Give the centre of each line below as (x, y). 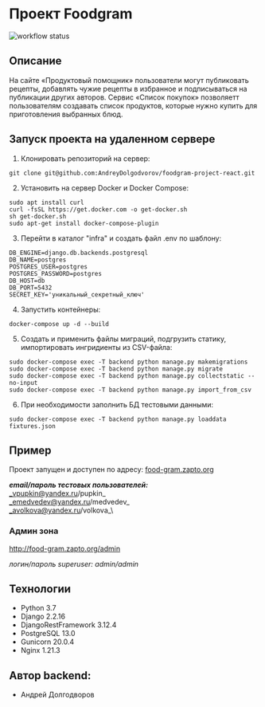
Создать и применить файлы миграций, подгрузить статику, (123, 339)
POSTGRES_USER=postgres (49, 267)
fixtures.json (33, 426)
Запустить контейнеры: (60, 309)
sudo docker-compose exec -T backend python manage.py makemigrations (129, 362)
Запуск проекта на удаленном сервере (112, 139)
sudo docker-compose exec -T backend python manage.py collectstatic (127, 375)
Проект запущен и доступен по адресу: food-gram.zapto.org (111, 469)
